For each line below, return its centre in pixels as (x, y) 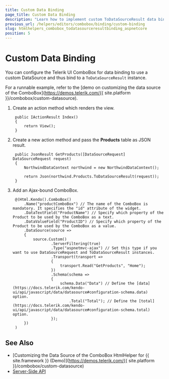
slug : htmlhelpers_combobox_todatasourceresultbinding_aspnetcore (76, 29)
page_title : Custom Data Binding (40, 15)
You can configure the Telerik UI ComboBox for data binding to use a (76, 72)
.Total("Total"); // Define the (103, 301)
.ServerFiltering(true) (76, 243)
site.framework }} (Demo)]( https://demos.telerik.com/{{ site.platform (83, 360)
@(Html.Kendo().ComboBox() (43, 199)
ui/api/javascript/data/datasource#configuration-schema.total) (81, 310)
